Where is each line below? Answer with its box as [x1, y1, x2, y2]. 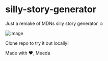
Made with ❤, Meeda [5, 50, 50, 56]
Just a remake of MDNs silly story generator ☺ [5, 20, 104, 26]
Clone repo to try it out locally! [5, 40, 69, 46]
